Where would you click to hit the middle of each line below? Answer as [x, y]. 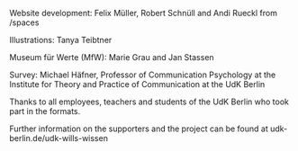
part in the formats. [45, 111]
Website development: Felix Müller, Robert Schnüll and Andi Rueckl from [143, 13]
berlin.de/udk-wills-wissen [59, 138]
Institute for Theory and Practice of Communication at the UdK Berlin [137, 84]
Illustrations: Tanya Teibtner [61, 40]
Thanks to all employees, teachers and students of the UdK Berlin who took [149, 102]
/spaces [24, 22]
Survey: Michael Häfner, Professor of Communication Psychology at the [143, 75]
